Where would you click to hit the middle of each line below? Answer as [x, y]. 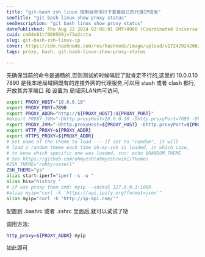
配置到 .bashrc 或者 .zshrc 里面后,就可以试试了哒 [67, 211]
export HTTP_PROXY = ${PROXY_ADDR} [49, 131]
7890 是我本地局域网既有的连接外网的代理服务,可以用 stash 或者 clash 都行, [101, 82]
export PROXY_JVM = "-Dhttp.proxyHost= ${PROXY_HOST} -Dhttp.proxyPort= [97, 125]
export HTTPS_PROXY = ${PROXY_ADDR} [50, 136]
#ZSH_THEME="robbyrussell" [41, 165]
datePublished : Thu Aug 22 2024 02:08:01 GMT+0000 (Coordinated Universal [103, 29]
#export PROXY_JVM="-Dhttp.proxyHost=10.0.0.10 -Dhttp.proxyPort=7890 [98, 119]
